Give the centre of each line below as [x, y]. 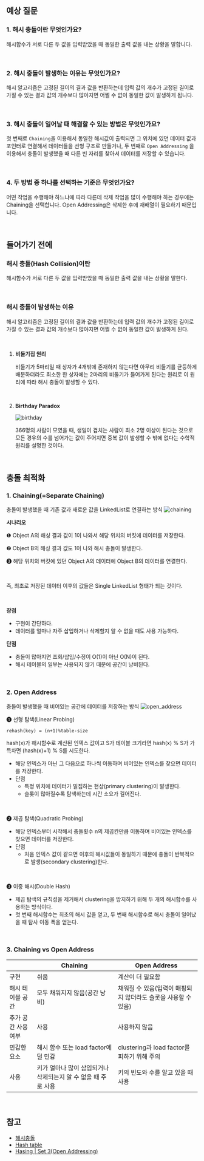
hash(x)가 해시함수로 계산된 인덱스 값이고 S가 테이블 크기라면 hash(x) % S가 [97, 743]
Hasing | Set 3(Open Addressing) [56, 1151]
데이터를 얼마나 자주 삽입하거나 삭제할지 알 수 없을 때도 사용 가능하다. [97, 631]
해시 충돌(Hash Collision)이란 [48, 264]
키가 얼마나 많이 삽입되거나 [73, 1067]
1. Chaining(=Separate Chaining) [55, 495]
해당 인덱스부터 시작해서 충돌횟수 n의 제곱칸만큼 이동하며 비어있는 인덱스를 [104, 831]
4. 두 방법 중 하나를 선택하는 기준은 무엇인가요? [70, 183]
